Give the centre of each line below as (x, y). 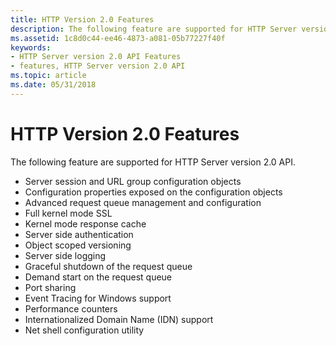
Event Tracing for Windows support (98, 298)
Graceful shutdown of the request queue (108, 266)
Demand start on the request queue (98, 277)
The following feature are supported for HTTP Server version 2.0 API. (153, 162)
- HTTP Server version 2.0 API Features (96, 57)
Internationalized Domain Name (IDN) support (119, 319)
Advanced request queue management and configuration (143, 202)
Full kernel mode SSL (68, 213)
